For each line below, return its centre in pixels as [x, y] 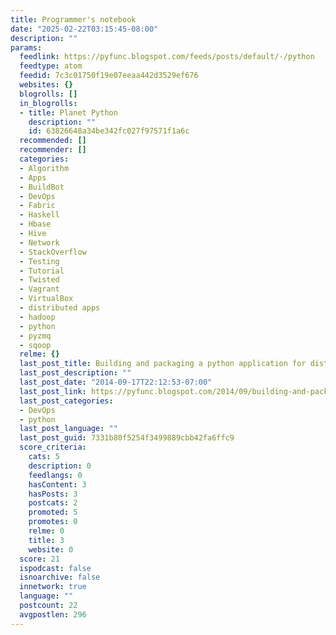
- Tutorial [42, 271]
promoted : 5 [53, 512]
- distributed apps [60, 308]
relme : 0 [46, 531]
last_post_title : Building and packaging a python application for [163, 364]
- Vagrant [39, 289]
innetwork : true [53, 587]
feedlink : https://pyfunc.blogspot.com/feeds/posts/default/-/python [167, 57]
